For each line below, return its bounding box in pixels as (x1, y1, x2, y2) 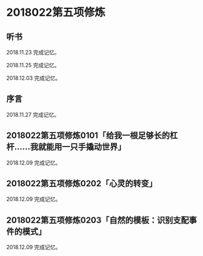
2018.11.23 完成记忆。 (6, 49, 60, 56)
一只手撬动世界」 (62, 142, 126, 152)
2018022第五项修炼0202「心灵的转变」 (6, 179, 158, 189)
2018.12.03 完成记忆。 (6, 74, 61, 82)
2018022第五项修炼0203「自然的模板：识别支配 (6, 215, 189, 225)
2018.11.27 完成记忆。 (6, 111, 60, 118)
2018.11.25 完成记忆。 (6, 62, 60, 68)
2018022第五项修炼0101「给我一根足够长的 (6, 131, 170, 141)
